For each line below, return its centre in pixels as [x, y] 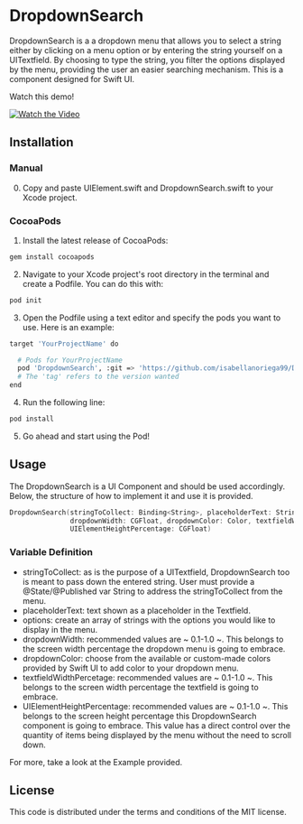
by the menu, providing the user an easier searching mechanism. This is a [147, 69]
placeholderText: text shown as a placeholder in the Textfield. [136, 610]
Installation [41, 142]
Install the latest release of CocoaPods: [95, 240]
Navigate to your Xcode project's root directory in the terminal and [146, 274]
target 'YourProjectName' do [64, 344]
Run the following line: [64, 403]
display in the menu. [60, 629]
